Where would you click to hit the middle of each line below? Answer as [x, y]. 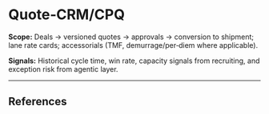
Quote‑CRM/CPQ [67, 15]
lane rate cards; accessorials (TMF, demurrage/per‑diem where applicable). [133, 45]
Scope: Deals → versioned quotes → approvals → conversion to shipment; [131, 37]
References [38, 102]
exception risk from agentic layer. [63, 69]
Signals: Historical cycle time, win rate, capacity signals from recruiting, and [134, 61]
